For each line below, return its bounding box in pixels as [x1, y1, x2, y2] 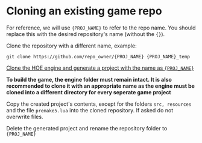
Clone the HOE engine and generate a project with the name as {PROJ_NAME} [6, 64, 194, 71]
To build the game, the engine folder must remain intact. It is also [6, 76, 172, 83]
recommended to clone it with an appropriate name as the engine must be [6, 82, 195, 90]
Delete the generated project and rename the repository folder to [6, 124, 168, 132]
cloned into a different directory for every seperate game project [6, 88, 171, 96]
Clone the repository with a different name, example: [6, 42, 137, 49]
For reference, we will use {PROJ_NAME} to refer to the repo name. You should [6, 24, 196, 31]
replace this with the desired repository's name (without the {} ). [6, 30, 165, 37]
